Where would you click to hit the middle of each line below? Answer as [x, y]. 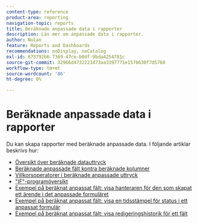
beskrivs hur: [23, 150]
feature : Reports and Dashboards [48, 46]
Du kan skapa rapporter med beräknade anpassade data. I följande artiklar [98, 144]
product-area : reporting [37, 18]
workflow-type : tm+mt [33, 68]
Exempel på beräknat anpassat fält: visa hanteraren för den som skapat [103, 188]
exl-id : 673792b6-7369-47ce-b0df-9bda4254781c [66, 57]
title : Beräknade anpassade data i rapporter [64, 29]
